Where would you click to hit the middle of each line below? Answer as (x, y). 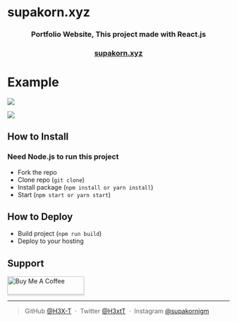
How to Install (38, 137)
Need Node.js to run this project (63, 157)
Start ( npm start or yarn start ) (64, 194)
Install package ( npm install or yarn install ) (85, 187)
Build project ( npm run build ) (60, 234)
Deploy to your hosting (51, 241)
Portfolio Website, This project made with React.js (119, 35)
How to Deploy (40, 217)
